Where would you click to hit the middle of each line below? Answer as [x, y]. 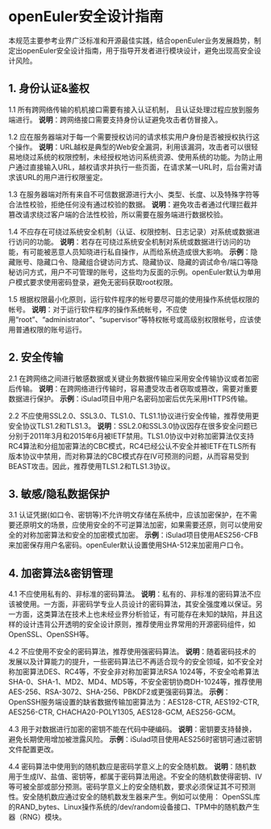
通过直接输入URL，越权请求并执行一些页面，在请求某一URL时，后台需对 [135, 167]
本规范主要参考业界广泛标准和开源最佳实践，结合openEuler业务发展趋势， [131, 40]
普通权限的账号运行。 [50, 329]
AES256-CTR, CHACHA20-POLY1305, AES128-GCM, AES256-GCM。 [124, 712]
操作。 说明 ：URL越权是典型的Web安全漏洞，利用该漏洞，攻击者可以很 [133, 147]
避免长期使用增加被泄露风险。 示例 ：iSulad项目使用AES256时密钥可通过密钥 [135, 739]
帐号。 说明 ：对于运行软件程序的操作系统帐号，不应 [94, 309]
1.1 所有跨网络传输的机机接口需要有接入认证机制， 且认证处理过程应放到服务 [134, 109]
